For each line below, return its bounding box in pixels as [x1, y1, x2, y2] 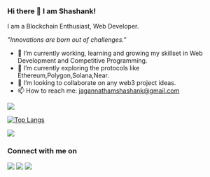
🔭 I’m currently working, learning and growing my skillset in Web [17, 49, 203, 58]
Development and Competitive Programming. [17, 56, 148, 65]
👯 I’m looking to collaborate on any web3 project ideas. [17, 79, 176, 87]
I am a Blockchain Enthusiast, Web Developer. [7, 22, 139, 31]
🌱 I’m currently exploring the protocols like [17, 64, 140, 72]
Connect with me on [7, 146, 77, 156]
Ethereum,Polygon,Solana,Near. [17, 71, 110, 79]
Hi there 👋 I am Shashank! [7, 6, 97, 16]
